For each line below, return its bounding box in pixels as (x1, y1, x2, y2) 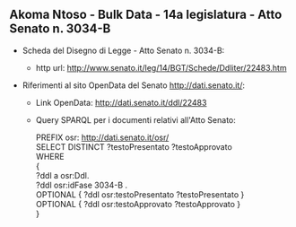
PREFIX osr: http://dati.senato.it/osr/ (35, 132, 170, 143)
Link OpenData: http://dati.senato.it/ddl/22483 (35, 97, 207, 108)
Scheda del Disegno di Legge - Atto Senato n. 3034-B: (22, 45, 225, 56)
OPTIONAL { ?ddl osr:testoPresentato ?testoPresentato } (35, 188, 245, 200)
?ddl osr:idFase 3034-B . (35, 179, 128, 190)
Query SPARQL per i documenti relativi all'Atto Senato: (35, 114, 236, 125)
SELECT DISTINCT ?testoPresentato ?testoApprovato (35, 141, 233, 152)
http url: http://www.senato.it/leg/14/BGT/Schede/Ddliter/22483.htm (35, 62, 287, 73)
